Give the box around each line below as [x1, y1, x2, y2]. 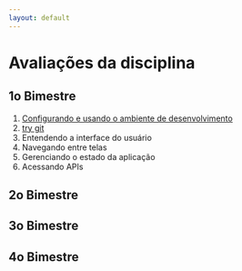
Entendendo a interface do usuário [21, 132, 152, 143]
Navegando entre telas [21, 142, 107, 153]
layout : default [8, 13, 70, 23]
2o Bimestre [8, 187, 79, 203]
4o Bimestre [8, 249, 79, 265]
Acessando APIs [21, 161, 84, 172]
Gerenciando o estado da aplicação [21, 151, 156, 162]
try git [21, 122, 45, 133]
